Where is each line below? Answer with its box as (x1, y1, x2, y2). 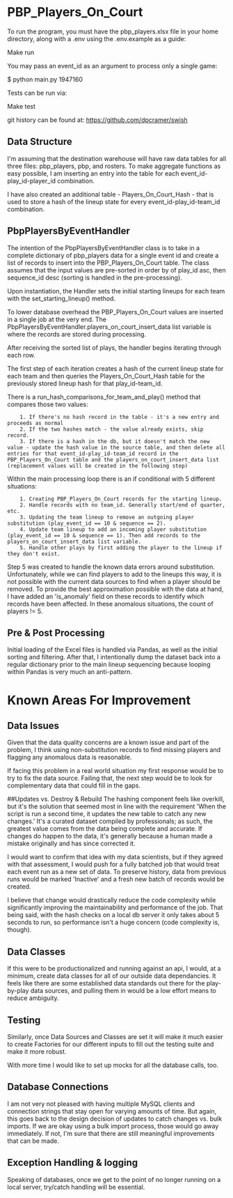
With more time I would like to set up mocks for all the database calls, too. (7, 1061, 219, 1069)
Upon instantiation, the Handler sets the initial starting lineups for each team (7, 286, 225, 295)
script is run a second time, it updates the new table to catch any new (7, 810, 207, 818)
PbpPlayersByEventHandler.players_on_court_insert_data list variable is (7, 322, 212, 331)
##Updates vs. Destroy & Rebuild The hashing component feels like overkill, (7, 795, 225, 804)
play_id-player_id (7, 176, 56, 185)
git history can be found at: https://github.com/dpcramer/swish (7, 116, 188, 124)
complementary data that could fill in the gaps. (7, 781, 141, 790)
